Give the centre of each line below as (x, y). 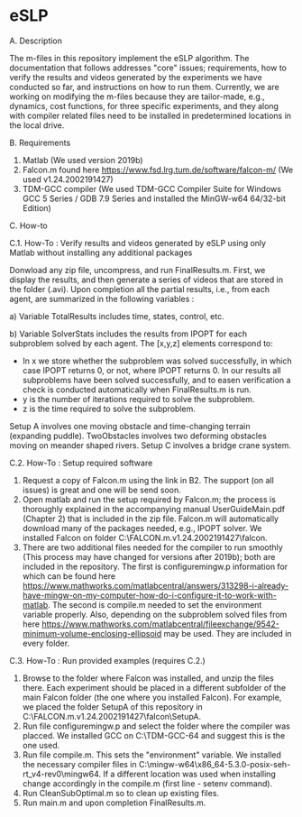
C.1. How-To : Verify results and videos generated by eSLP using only (138, 243)
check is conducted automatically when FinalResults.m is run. (137, 390)
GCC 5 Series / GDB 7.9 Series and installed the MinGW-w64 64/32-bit (154, 198)
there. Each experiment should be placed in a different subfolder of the (154, 687)
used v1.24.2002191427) (68, 179)
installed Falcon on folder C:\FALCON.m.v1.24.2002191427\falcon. (145, 537)
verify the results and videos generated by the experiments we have (136, 77)
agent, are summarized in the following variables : (102, 298)
